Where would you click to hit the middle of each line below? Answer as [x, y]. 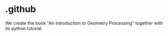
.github [21, 9]
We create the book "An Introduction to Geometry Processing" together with [84, 23]
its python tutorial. [24, 28]
